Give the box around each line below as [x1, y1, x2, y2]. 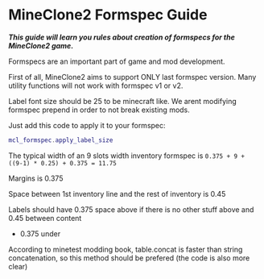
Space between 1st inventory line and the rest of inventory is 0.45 [8, 189, 226, 198]
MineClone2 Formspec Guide [8, 6, 208, 24]
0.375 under [19, 228, 61, 239]
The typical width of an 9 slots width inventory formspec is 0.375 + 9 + [8, 151, 245, 160]
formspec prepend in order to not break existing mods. [8, 105, 191, 115]
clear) [8, 261, 28, 271]
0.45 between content [8, 213, 82, 223]
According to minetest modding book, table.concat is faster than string [8, 244, 243, 254]
